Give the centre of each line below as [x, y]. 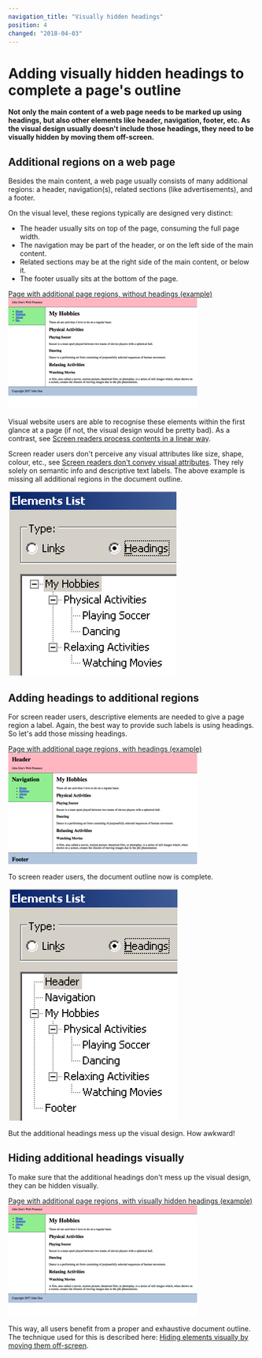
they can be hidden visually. [54, 1185]
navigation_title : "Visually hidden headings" [86, 17]
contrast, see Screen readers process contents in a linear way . [109, 439]
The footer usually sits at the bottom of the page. [99, 279]
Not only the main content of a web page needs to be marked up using [125, 112]
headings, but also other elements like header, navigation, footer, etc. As [129, 120]
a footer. [22, 198]
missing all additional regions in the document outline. [96, 479]
